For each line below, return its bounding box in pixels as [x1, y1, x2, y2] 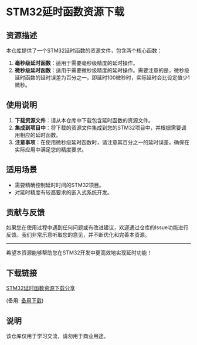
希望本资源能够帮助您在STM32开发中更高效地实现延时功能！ [6, 249, 152, 256]
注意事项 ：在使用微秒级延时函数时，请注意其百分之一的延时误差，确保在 [14, 139, 189, 146]
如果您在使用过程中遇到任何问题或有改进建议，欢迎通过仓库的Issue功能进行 [6, 224, 189, 231]
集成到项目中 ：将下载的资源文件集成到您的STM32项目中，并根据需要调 [14, 124, 186, 131]
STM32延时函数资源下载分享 [6, 285, 75, 292]
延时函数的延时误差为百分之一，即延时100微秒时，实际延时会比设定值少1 [14, 74, 190, 81]
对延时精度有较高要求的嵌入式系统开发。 [14, 188, 113, 196]
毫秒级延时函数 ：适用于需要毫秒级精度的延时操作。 [14, 60, 138, 66]
